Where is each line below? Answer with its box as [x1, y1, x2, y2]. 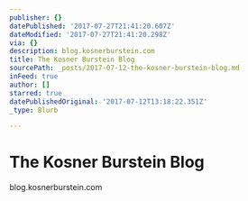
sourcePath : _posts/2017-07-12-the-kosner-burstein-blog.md [9, 64, 241, 73]
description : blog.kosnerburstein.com [9, 47, 155, 56]
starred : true [9, 88, 63, 97]
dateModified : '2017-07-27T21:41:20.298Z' [9, 30, 171, 39]
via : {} [9, 38, 39, 48]
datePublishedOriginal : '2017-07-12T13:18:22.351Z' [9, 96, 207, 106]
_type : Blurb [9, 105, 59, 114]
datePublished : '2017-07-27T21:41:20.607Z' [9, 22, 176, 31]
